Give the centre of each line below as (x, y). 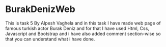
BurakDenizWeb (40, 9)
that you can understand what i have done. (50, 39)
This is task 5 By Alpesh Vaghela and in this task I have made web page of (83, 23)
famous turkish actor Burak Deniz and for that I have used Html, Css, (77, 28)
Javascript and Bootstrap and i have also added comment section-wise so (83, 33)
